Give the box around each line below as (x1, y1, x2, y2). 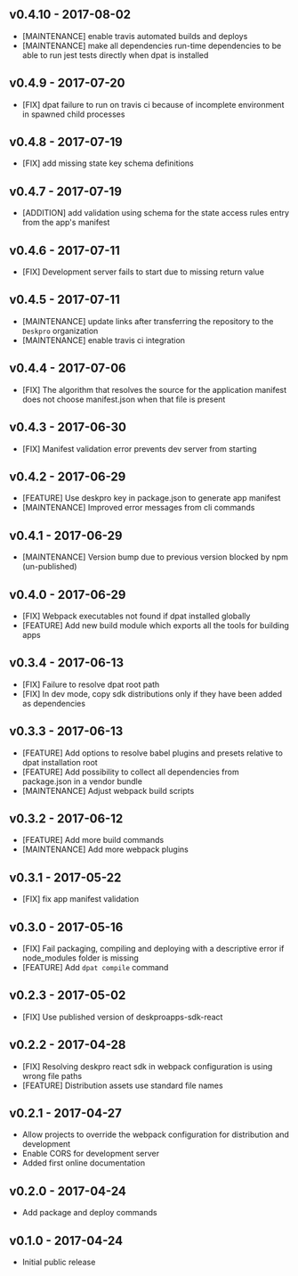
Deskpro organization (21, 325, 99, 336)
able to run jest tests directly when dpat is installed (21, 49, 209, 61)
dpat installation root (21, 757, 98, 767)
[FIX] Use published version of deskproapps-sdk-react (21, 1011, 223, 1022)
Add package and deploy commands (21, 1207, 157, 1218)
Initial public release (21, 1256, 96, 1268)
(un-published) (21, 561, 77, 572)
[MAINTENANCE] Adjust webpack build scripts (21, 785, 195, 796)
